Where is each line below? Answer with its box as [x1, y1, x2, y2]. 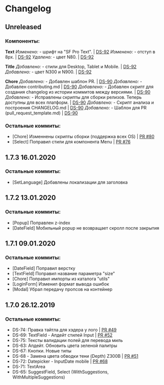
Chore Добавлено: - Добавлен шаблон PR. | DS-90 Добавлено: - [5, 78, 142, 84]
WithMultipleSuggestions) [12, 374, 65, 380]
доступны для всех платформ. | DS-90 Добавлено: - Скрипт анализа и [5, 99, 154, 105]
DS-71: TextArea [12, 363, 45, 369]
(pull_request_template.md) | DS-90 [5, 110, 78, 116]
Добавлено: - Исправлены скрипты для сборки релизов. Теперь [5, 94, 142, 100]
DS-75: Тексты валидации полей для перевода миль [12, 337, 123, 343]
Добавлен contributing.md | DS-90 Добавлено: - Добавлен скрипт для [5, 84, 154, 90]
